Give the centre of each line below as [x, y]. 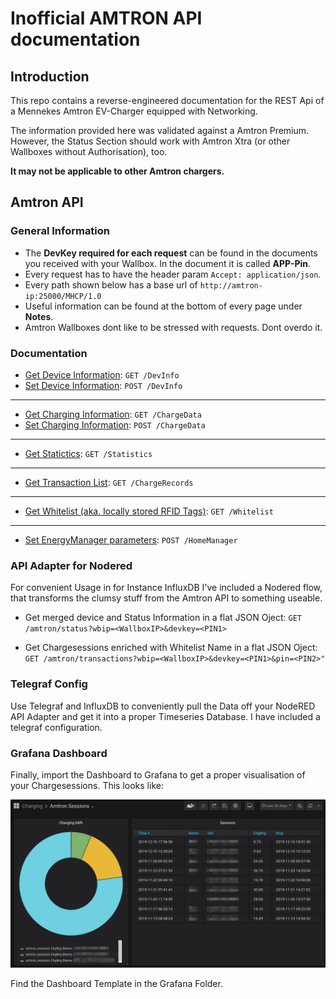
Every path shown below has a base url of [111, 284]
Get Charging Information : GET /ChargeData [113, 414]
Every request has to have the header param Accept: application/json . [173, 274]
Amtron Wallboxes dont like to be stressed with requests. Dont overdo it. [173, 327]
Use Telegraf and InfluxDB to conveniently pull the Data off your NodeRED [163, 706]
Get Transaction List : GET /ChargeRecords [109, 482]
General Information [60, 231]
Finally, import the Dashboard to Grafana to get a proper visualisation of [158, 774]
